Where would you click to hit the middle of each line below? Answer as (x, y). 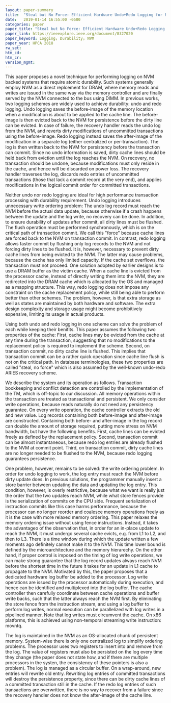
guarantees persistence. (31, 459)
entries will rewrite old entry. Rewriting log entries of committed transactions (85, 673)
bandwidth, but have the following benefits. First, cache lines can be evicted (85, 432)
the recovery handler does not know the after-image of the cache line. (79, 695)
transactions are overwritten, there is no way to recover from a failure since (84, 690)
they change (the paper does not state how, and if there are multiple (77, 657)
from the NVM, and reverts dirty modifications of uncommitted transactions (84, 131)
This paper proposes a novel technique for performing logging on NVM (80, 77)
